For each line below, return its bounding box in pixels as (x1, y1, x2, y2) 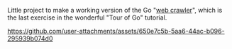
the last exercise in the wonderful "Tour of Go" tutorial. (7, 13, 167, 22)
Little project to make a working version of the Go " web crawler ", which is (7, 6, 223, 14)
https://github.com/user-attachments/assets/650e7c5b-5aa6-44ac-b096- (7, 27, 225, 35)
